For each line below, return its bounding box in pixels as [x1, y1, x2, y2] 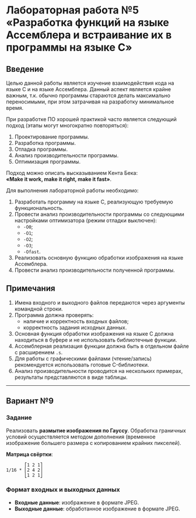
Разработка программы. [14, 140, 76, 146]
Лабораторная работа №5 [6, 4, 139, 17]
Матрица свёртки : [6, 451, 54, 458]
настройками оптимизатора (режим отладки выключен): [14, 217, 157, 224]
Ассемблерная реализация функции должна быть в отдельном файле [14, 343, 190, 350]
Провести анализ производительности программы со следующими [14, 211, 185, 217]
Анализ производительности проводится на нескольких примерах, [14, 367, 183, 374]
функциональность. [14, 205, 64, 211]
